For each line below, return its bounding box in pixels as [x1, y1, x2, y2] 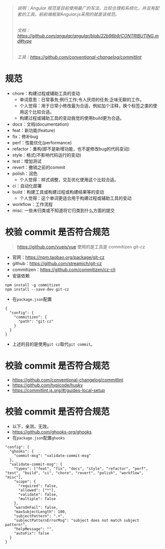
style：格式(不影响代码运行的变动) [12, 152, 82, 158]
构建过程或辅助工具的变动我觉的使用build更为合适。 [19, 115, 124, 121]
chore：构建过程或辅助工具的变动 [12, 90, 80, 96]
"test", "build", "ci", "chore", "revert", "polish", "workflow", [5, 470, 144, 476]
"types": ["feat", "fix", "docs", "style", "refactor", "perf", [14, 466, 148, 471]
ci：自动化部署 [12, 183, 42, 189]
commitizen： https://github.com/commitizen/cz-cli [12, 267, 116, 273]
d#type [17, 38, 32, 44]
